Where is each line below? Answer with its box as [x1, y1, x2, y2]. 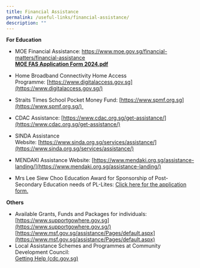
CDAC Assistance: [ [14, 114, 64, 121]
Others [6, 199, 24, 206]
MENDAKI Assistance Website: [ [14, 157, 94, 164]
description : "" [6, 20, 47, 26]
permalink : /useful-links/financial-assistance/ [6, 14, 130, 20]
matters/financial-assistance [14, 54, 85, 62]
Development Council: [14, 249, 70, 256]
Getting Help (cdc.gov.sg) [14, 255, 79, 262]
